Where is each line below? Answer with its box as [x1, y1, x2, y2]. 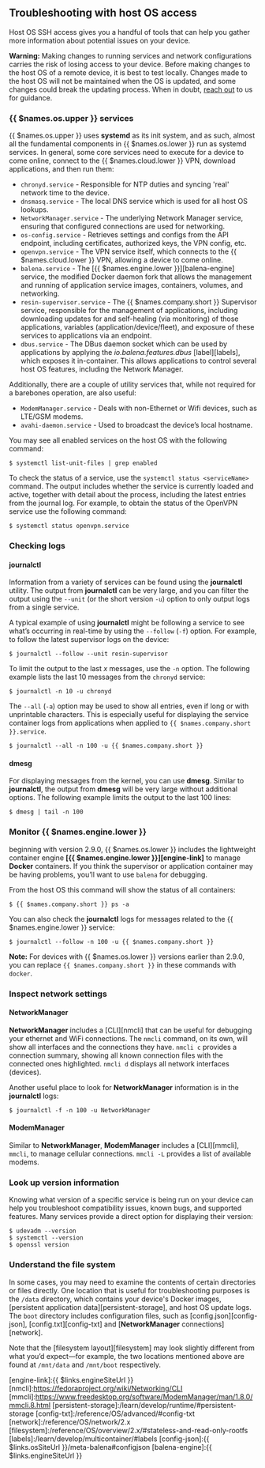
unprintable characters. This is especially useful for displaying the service [9, 710, 249, 719]
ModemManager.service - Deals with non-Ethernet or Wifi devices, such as [20, 403, 257, 413]
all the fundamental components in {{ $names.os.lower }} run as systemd [9, 139, 247, 149]
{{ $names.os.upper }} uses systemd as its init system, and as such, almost [9, 130, 256, 141]
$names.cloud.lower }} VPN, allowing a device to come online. [20, 255, 224, 265]
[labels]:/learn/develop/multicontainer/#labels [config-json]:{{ [9, 1434, 210, 1443]
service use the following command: [9, 507, 127, 516]
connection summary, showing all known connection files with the [9, 1051, 224, 1060]
